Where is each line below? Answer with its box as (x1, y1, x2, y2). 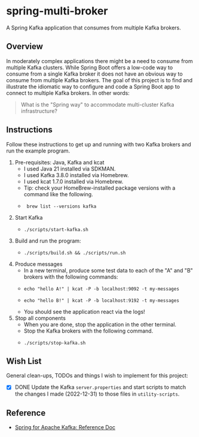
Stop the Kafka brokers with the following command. (23, 327, 154, 334)
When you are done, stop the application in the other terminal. (23, 321, 177, 328)
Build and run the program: (14, 237, 81, 244)
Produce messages (14, 260, 63, 268)
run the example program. (6, 147, 71, 154)
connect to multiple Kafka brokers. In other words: (6, 89, 130, 97)
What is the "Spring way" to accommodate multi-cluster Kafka (20, 101, 174, 108)
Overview (6, 41, 44, 52)
